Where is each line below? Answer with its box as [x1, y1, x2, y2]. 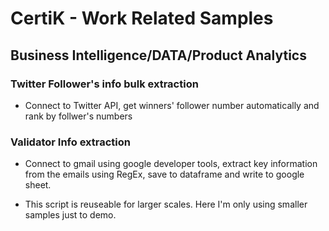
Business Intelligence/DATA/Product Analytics [10, 47, 307, 64]
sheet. [24, 179, 52, 191]
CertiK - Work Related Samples [10, 7, 274, 30]
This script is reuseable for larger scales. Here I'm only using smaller [24, 198, 308, 211]
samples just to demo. [24, 209, 117, 221]
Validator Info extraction [10, 135, 131, 149]
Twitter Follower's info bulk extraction [10, 77, 199, 91]
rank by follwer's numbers [24, 110, 133, 122]
